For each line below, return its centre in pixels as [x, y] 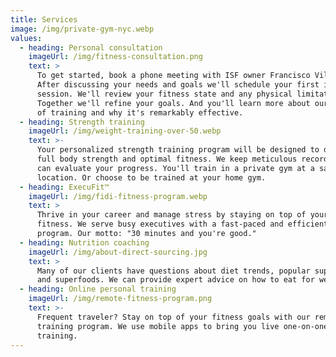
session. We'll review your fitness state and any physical [164, 94]
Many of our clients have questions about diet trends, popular [173, 271]
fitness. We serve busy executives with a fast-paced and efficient [182, 224]
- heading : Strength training [82, 122]
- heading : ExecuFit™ [64, 187]
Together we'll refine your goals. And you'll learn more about [173, 103]
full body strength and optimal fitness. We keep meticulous [167, 159]
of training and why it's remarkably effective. [140, 112]
